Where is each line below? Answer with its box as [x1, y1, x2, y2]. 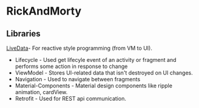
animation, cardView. [15, 89, 68, 95]
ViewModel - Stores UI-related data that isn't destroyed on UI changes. [15, 69, 193, 76]
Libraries [6, 29, 41, 39]
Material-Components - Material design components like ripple [15, 82, 173, 89]
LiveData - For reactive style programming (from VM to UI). [6, 44, 153, 52]
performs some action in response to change [15, 62, 128, 70]
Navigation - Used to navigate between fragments [15, 76, 141, 83]
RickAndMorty [6, 4, 82, 18]
